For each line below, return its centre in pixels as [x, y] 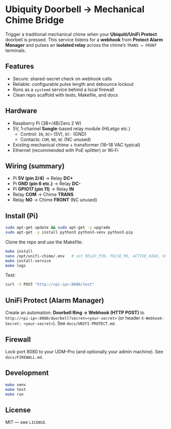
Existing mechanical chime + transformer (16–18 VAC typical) [76, 145]
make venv [16, 385]
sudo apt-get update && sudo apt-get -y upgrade [58, 228]
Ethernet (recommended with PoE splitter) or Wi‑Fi [65, 150]
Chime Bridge [35, 20]
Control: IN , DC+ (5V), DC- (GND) [53, 134]
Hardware [21, 111]
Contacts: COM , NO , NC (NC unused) [55, 139]
